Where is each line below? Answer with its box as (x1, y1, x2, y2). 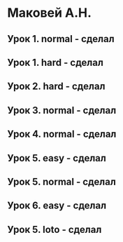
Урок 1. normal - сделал (7, 33, 115, 45)
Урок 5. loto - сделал (7, 223, 102, 236)
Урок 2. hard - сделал (7, 81, 106, 93)
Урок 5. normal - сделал (7, 175, 117, 187)
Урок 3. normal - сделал (7, 104, 117, 116)
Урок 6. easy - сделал (7, 200, 107, 212)
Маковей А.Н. (7, 5, 92, 21)
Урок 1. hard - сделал (7, 56, 103, 68)
